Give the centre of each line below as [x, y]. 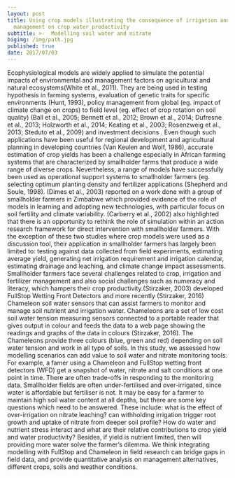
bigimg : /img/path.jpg [40, 40]
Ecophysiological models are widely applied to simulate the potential [106, 72]
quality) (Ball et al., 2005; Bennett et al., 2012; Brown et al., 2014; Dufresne [115, 117]
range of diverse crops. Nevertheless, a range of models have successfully [115, 169]
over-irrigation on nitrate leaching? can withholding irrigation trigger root [112, 414]
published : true [31, 46]
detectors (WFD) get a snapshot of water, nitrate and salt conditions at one [115, 370]
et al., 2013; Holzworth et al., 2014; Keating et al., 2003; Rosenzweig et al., [114, 125]
